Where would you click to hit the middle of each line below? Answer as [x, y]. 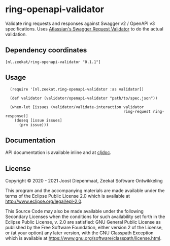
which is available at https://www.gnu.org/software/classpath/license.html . [83, 238]
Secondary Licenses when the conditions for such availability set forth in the [85, 217]
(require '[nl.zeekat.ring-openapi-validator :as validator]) [77, 89]
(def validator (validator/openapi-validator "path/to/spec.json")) [84, 98]
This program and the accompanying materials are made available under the [85, 191]
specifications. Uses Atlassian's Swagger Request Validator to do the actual [84, 28]
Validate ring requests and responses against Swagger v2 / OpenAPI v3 [80, 23]
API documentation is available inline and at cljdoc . [58, 152]
